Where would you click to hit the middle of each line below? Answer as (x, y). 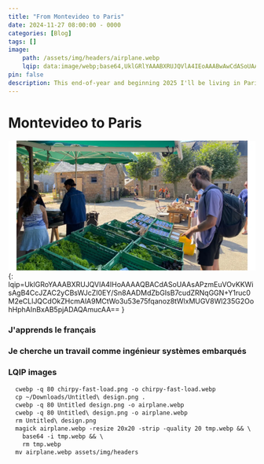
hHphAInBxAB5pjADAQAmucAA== (64, 309)
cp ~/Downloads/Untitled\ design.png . (81, 397)
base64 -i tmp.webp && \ (63, 436)
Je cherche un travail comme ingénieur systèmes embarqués (127, 351)
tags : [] (22, 42)
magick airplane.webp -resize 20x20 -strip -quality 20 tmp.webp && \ (133, 429)
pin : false (26, 75)
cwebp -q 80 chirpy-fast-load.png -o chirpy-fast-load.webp (115, 389)
